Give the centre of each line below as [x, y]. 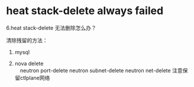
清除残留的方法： [27, 40]
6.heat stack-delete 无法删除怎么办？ [51, 28]
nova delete [29, 63]
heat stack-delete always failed [85, 11]
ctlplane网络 [35, 78]
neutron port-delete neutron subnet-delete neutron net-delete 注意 [101, 70]
